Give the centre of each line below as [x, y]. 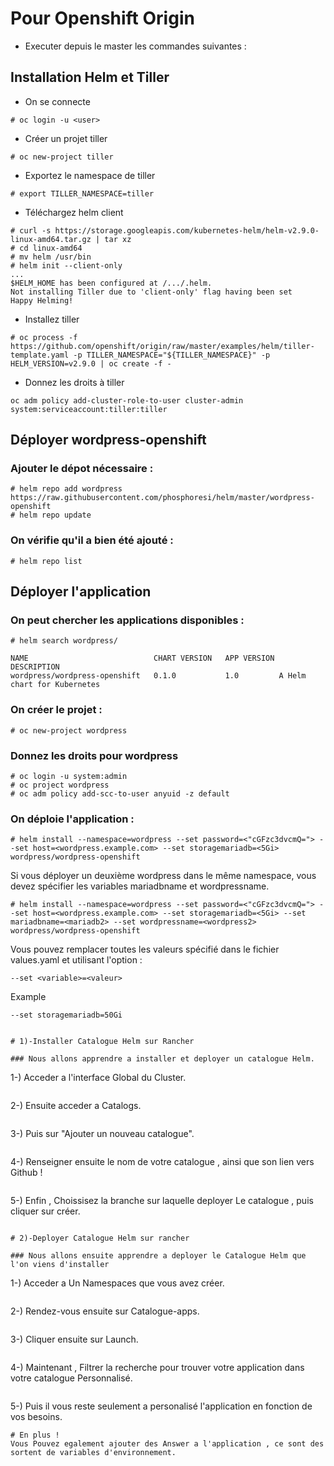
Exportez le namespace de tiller [90, 175]
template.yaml [40, 355]
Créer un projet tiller [66, 138]
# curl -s [31, 230]
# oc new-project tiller [62, 157]
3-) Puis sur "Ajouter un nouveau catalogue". [102, 1134]
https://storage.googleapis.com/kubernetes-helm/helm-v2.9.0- [187, 230]
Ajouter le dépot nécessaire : [82, 469]
